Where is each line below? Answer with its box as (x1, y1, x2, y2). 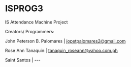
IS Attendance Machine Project (5, 19, 68, 25)
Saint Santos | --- (5, 57, 41, 63)
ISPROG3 (5, 3, 43, 14)
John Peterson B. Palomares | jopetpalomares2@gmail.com (5, 38, 126, 44)
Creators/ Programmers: (5, 28, 55, 34)
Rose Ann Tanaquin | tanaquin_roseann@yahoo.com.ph (5, 47, 118, 53)
